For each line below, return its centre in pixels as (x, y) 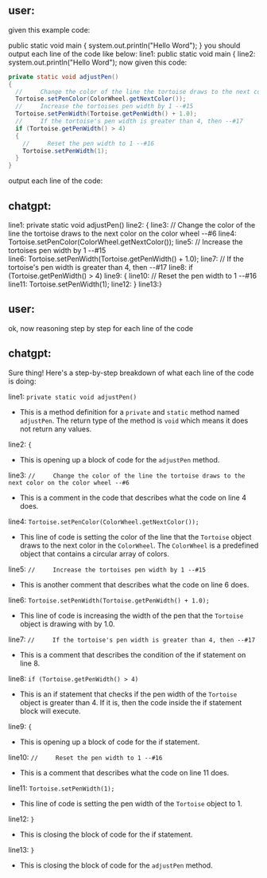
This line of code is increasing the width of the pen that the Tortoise (132, 615)
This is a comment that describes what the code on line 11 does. (124, 772)
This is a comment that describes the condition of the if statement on (133, 654)
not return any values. (56, 429)
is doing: (22, 381)
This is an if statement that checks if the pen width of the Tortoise (128, 694)
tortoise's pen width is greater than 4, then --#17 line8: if (101, 267)
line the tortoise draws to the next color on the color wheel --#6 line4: (122, 233)
